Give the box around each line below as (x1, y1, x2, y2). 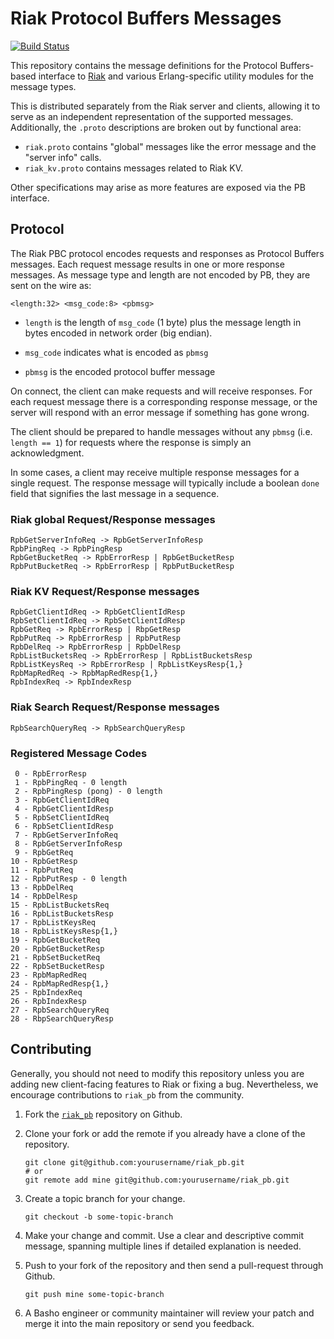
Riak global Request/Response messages (10, 512, 216, 526)
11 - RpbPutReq (10, 865, 74, 875)
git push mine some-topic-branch (24, 1289, 165, 1299)
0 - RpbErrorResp (14, 768, 87, 779)
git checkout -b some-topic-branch (24, 1212, 174, 1222)
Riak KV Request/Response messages (10, 584, 200, 598)
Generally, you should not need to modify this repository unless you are (10, 1067, 305, 1079)
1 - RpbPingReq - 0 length (14, 777, 128, 787)
